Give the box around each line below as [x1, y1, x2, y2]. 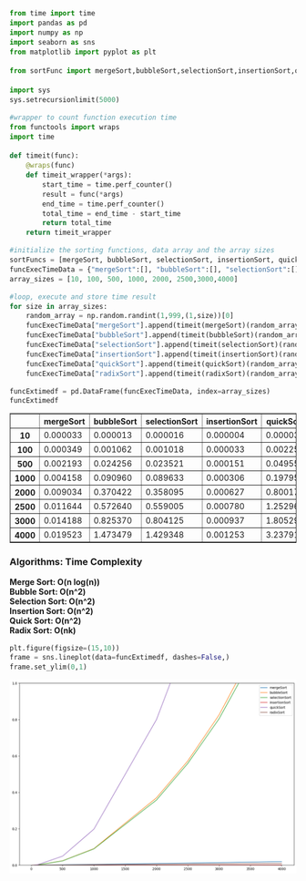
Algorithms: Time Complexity [9, 556, 143, 569]
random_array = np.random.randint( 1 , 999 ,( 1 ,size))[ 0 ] [25, 312, 234, 321]
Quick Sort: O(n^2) [9, 615, 82, 626]
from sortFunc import [9, 67, 92, 76]
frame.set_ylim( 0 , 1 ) [9, 662, 88, 672]
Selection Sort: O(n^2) [9, 596, 96, 607]
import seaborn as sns [9, 37, 96, 46]
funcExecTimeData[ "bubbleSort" [25, 331, 145, 340]
